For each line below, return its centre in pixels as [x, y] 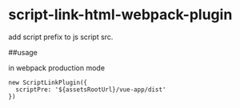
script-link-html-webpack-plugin [120, 15]
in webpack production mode [57, 68]
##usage [23, 52]
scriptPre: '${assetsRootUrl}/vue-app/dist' [91, 90]
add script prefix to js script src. [61, 37]
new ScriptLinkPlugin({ [48, 82]
